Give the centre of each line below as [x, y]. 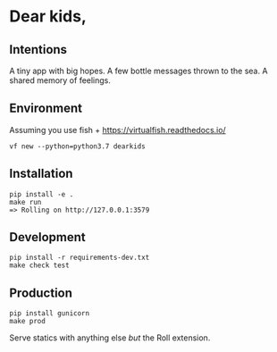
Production [41, 293]
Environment [46, 109]
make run [25, 202]
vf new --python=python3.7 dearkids [77, 146]
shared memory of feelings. [60, 80]
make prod [28, 322]
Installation [41, 174]
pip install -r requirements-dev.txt [80, 258]
